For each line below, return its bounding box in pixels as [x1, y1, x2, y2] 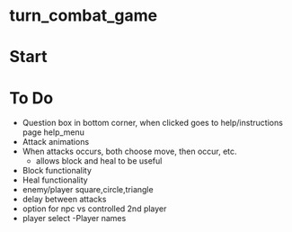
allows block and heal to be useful [35, 156, 163, 166]
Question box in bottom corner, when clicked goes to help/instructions [22, 118, 283, 129]
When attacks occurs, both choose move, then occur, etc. [22, 146, 237, 157]
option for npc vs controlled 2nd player [22, 203, 167, 214]
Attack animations [22, 137, 90, 147]
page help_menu [22, 127, 85, 138]
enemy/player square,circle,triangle [22, 184, 155, 195]
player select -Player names [22, 213, 127, 224]
